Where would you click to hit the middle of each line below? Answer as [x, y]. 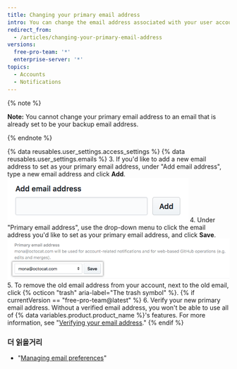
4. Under [202, 219]
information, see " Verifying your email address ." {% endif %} [96, 322]
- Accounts [30, 74]
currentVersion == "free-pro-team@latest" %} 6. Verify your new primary [114, 300]
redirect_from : [30, 30]
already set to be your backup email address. [73, 124]
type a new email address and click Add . [66, 174]
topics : [19, 67]
